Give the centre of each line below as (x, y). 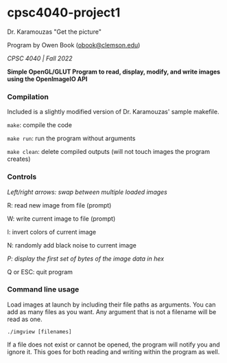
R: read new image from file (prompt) (59, 205)
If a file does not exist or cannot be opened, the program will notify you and (113, 344)
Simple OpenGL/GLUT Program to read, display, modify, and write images (114, 71)
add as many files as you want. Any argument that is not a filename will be (112, 311)
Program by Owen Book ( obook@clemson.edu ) (74, 45)
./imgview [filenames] (39, 331)
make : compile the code (39, 125)
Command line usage (43, 289)
